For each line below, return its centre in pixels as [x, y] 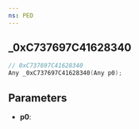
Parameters [38, 98]
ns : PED [21, 15]
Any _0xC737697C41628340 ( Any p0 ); [66, 73]
